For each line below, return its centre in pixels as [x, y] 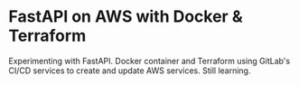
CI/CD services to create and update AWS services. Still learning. [130, 71]
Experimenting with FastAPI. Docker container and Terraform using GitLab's [149, 61]
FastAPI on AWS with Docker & [126, 17]
